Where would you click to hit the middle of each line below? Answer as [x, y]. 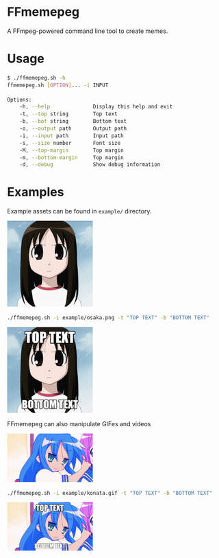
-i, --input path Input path [72, 136]
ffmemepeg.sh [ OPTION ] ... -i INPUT [58, 85]
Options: [20, 100]
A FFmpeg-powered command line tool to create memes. [88, 31]
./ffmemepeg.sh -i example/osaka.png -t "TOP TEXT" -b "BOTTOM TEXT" [108, 318]
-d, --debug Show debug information [90, 165]
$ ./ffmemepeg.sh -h [37, 78]
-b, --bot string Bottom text [73, 121]
